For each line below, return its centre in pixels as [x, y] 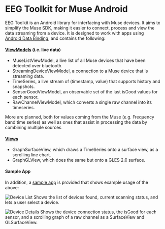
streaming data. [28, 76]
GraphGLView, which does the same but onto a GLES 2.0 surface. [79, 160]
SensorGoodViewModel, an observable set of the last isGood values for [85, 92]
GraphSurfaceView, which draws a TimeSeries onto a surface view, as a [85, 150]
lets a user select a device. [32, 202]
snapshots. [23, 86]
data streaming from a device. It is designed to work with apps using [75, 33]
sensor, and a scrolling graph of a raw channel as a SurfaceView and [75, 217]
